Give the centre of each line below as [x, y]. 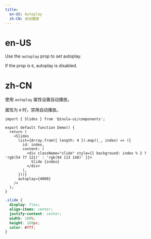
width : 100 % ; [23, 218]
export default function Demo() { [40, 128]
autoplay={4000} [34, 179]
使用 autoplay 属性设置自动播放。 [38, 100]
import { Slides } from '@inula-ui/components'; [55, 119]
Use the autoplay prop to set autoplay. [43, 56]
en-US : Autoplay [26, 14]
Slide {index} [45, 162]
